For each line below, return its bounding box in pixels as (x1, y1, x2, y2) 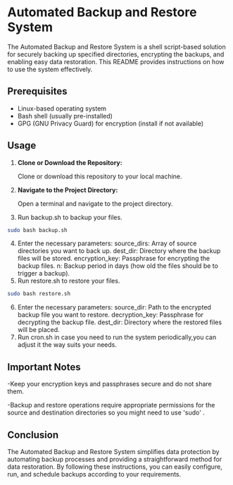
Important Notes (7, 361, 81, 373)
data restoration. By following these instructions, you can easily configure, (7, 462, 223, 471)
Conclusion (7, 429, 59, 441)
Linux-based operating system (17, 104, 107, 113)
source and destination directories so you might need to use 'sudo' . (7, 408, 206, 417)
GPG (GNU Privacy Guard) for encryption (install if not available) (17, 119, 204, 128)
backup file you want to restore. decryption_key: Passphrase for (17, 311, 204, 319)
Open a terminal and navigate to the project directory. (17, 199, 173, 208)
